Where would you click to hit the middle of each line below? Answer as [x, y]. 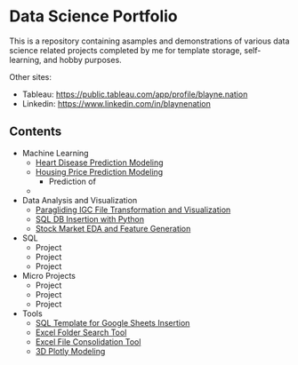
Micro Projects [48, 275]
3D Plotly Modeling [70, 351]
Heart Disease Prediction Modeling [99, 163]
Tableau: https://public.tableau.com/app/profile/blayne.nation [135, 94]
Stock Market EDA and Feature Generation [113, 228]
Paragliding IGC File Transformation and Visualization [133, 210]
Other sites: [30, 76]
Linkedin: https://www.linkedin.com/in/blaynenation [116, 103]
